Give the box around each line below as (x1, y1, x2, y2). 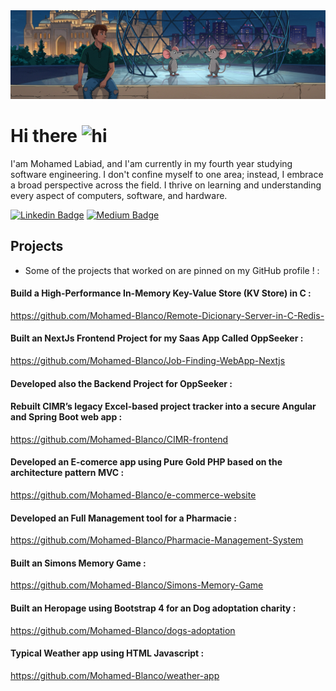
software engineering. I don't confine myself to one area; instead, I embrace (10, 168, 324, 180)
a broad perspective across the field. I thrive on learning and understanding (10, 179, 322, 191)
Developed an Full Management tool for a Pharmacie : (10, 512, 237, 524)
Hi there (10, 124, 78, 147)
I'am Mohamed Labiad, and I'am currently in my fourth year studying (10, 157, 293, 169)
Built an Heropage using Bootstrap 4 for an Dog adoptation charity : (10, 602, 297, 614)
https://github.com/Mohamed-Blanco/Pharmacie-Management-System (10, 534, 304, 546)
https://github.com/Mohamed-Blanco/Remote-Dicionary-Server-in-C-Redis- (10, 309, 325, 321)
